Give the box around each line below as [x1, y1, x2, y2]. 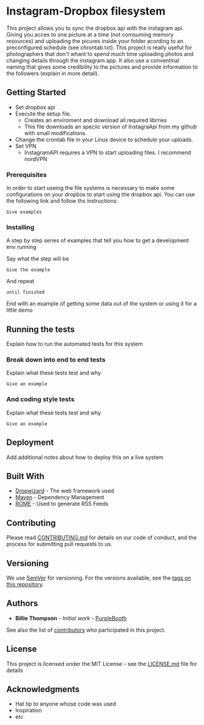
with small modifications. [24, 129, 87, 136]
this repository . [6, 581, 44, 588]
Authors [6, 598, 38, 609]
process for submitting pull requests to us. [6, 541, 113, 548]
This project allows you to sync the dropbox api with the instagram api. [6, 24, 184, 32]
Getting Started [6, 87, 66, 98]
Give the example [6, 267, 51, 273]
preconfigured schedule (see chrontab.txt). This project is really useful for [6, 44, 192, 51]
